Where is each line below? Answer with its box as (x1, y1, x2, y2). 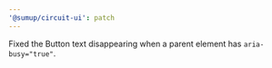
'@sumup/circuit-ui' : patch (8, 13, 116, 23)
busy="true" (8, 49, 54, 59)
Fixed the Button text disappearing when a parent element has (8, 38, 242, 49)
